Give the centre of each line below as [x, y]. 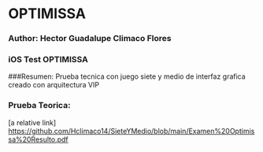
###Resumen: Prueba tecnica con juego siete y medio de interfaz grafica [127, 76]
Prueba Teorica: [39, 106]
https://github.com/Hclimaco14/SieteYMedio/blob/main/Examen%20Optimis [131, 131]
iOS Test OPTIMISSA [48, 60]
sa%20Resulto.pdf [38, 139]
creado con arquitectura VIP [54, 85]
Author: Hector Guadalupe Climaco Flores [90, 39]
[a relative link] [32, 122]
